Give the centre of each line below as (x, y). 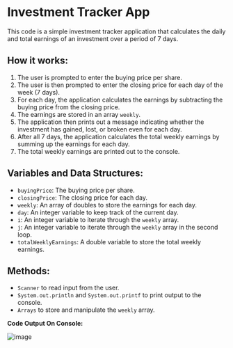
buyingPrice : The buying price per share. (76, 190)
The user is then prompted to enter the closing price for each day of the (120, 85)
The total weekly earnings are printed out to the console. (98, 151)
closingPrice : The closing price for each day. (82, 197)
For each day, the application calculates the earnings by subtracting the (120, 100)
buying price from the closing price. (69, 107)
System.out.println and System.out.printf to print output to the (109, 295)
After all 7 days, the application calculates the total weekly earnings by (118, 136)
